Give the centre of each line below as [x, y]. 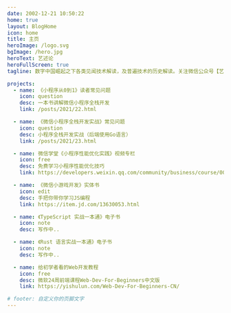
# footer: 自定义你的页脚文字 [46, 299]
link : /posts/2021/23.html [58, 141]
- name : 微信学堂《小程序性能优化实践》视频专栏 [74, 153]
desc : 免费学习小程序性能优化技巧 [62, 166]
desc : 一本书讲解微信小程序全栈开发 [65, 103]
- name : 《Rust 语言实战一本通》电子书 [63, 242]
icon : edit [35, 191]
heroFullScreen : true [38, 65]
